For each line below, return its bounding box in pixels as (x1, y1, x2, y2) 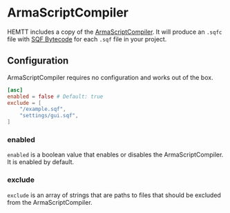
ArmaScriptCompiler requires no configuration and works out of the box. (7, 73, 213, 81)
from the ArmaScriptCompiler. (7, 198, 93, 206)
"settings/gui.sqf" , (19, 112, 79, 119)
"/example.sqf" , (19, 105, 67, 113)
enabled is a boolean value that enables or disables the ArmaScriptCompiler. (7, 150, 224, 159)
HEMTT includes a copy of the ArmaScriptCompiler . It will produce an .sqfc (7, 28, 222, 36)
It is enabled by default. (7, 158, 75, 166)
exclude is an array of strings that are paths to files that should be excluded (7, 191, 221, 199)
